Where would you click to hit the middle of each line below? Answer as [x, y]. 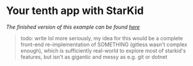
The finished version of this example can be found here [73, 27]
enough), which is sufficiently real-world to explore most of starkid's [103, 50]
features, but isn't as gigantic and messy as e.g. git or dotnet [94, 57]
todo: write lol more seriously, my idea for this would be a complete [101, 38]
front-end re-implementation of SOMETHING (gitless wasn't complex [104, 44]
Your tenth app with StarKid [75, 11]
